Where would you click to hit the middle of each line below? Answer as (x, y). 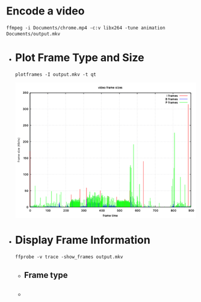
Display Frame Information (82, 240)
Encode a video (45, 11)
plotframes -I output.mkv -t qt (55, 74)
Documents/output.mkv (33, 34)
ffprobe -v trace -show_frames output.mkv (69, 257)
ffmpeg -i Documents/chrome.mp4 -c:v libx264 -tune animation (86, 28)
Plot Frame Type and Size (79, 58)
